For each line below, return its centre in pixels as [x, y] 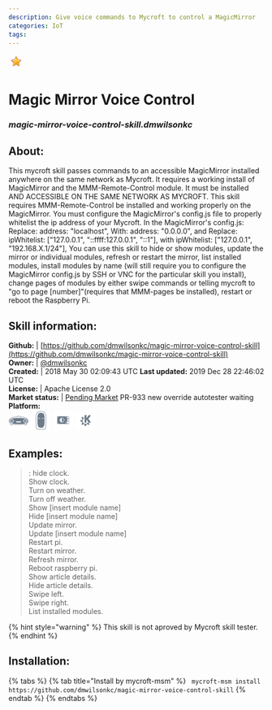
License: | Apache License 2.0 [60, 389]
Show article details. [62, 577]
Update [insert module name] [78, 534]
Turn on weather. [57, 490]
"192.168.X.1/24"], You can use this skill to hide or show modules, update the [136, 249]
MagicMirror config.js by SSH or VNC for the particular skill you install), [127, 274]
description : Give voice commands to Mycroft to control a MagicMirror [132, 17]
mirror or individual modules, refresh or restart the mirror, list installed [125, 257]
